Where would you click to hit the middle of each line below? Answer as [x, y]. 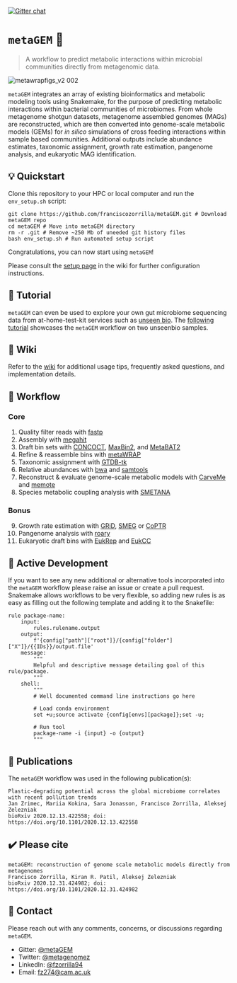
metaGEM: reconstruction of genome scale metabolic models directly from [119, 864]
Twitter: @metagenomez [54, 957]
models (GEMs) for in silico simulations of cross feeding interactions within [117, 132]
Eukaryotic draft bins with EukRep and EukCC [85, 541]
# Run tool [50, 728]
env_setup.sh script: [37, 201]
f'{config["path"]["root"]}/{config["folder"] [103, 640]
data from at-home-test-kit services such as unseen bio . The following [111, 320]
